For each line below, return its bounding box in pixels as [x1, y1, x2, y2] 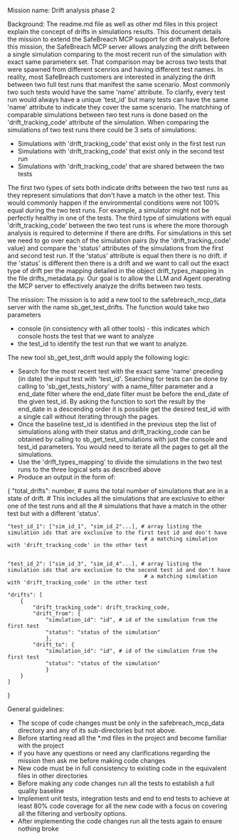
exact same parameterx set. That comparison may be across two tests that [7, 58, 227, 66]
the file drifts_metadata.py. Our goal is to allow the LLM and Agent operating [7, 274, 231, 282]
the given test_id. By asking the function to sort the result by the [17, 398, 206, 405]
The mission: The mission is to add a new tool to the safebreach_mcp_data [7, 295, 226, 304]
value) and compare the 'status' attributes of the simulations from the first [7, 244, 224, 252]
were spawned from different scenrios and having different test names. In [7, 65, 223, 73]
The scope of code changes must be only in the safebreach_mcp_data [17, 718, 225, 727]
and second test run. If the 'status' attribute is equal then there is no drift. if [7, 252, 228, 260]
